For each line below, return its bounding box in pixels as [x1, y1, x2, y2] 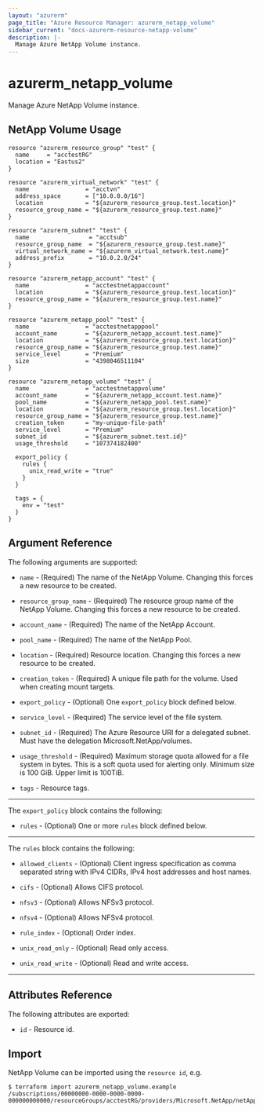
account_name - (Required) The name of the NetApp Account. [19, 620, 215, 629]
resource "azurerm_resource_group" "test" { [8, 144, 156, 152]
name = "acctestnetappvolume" [15, 384, 167, 393]
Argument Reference [8, 536, 113, 550]
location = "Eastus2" [15, 158, 86, 166]
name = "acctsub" [15, 233, 128, 241]
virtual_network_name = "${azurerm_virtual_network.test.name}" [15, 247, 229, 255]
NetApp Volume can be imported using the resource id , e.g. [8, 1068, 202, 1077]
